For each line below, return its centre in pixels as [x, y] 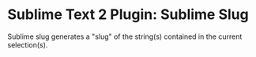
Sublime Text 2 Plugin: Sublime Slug [128, 15]
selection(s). [28, 44]
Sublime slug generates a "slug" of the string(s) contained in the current [125, 36]
